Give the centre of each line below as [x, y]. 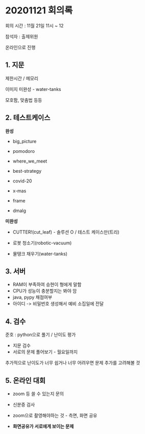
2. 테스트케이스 [28, 118]
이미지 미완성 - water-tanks [33, 89]
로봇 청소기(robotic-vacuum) [42, 243]
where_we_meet [30, 161]
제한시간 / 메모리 [22, 78]
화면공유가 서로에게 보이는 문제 [43, 426]
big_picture [25, 141]
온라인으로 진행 [20, 47]
